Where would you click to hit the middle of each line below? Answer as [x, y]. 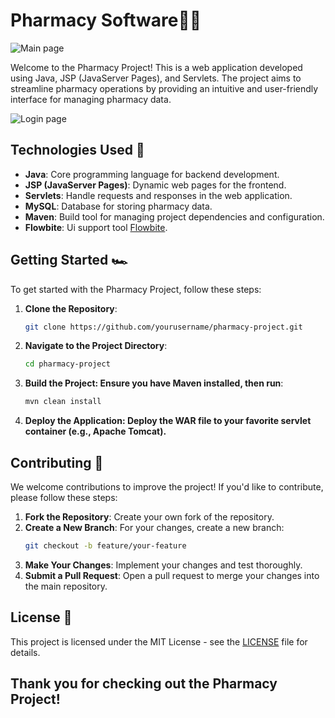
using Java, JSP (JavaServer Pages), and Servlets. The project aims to [156, 78]
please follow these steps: [64, 497]
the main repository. [66, 586]
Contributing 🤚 [57, 462]
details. [25, 652]
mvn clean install [63, 402]
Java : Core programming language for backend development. [152, 174]
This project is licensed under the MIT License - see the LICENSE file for [159, 641]
